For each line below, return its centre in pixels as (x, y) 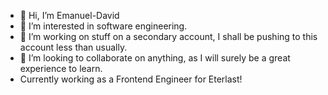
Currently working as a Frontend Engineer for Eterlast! (131, 79)
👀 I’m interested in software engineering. (103, 26)
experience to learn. (61, 68)
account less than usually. (73, 47)
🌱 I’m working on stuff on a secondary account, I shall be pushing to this (168, 36)
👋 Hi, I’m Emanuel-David (69, 15)
